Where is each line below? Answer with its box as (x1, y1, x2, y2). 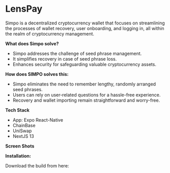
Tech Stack (5, 107, 30, 113)
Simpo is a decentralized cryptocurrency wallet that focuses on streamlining (5, 20, 165, 26)
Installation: (5, 153, 32, 159)
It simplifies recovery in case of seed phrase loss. (12, 55, 117, 62)
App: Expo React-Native (12, 117, 64, 123)
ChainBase (12, 122, 36, 128)
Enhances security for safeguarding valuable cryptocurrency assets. (12, 61, 157, 67)
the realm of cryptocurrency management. (5, 31, 95, 37)
